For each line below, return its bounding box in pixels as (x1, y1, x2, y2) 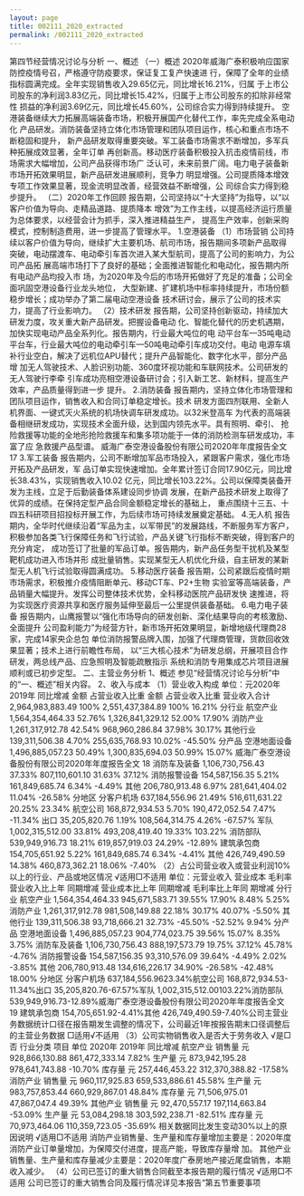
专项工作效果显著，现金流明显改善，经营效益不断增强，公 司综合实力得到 (9, 180, 281, 191)
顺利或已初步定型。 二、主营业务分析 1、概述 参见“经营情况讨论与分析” (9, 668, 272, 679)
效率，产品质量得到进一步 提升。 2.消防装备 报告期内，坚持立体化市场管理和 (9, 384, 293, 395)
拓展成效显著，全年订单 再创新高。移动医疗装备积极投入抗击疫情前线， (16, 147, 281, 158)
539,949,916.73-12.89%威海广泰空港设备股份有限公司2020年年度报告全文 (9, 996, 285, 1007)
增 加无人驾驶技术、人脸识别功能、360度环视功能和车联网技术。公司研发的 (9, 362, 289, 372)
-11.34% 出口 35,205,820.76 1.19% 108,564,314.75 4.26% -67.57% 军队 (9, 815, 274, 825)
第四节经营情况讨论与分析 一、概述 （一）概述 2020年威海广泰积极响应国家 (9, 56, 290, 67)
